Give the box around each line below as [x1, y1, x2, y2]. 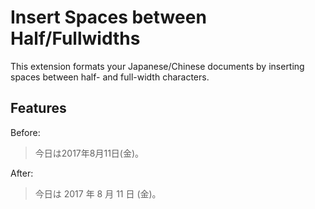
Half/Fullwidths [10, 27, 141, 50]
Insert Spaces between [10, 6, 207, 29]
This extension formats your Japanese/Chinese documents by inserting [10, 60, 305, 72]
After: [10, 167, 34, 179]
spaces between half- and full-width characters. [10, 71, 210, 83]
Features [10, 100, 67, 117]
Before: [10, 126, 41, 138]
